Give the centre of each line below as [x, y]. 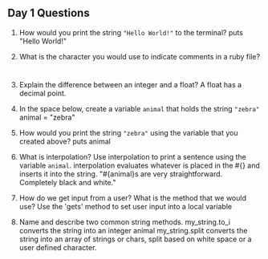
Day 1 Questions [49, 13]
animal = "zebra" [47, 117]
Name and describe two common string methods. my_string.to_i [124, 222]
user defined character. [58, 247]
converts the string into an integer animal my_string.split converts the [133, 231]
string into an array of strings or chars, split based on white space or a [135, 239]
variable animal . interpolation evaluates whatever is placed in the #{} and [139, 165]
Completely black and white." [67, 182]
